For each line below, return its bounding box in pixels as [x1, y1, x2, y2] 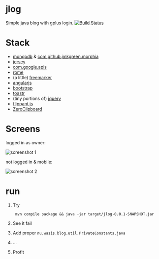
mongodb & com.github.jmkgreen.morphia [12, 53, 99, 59]
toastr [12, 90, 25, 96]
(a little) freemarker [12, 74, 52, 80]
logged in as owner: [5, 139, 46, 145]
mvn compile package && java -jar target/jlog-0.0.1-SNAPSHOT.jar [15, 212, 154, 216]
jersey [12, 58, 26, 65]
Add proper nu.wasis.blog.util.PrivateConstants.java [12, 230, 126, 236]
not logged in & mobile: [5, 159, 53, 165]
